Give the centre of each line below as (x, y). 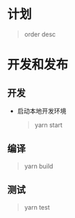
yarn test (37, 207)
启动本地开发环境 (42, 111)
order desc (40, 34)
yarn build (39, 166)
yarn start (48, 125)
